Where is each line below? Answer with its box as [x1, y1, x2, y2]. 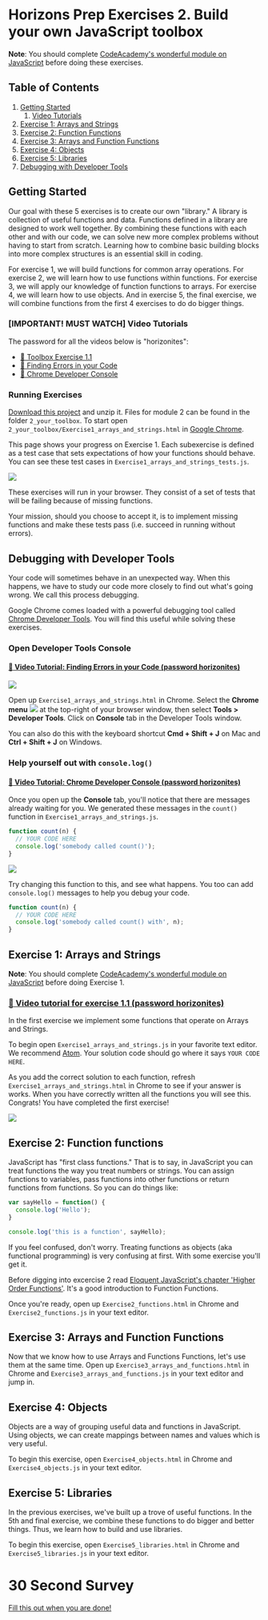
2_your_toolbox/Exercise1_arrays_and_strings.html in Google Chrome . [8, 425, 244, 434]
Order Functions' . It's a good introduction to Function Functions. [8, 1284, 219, 1293]
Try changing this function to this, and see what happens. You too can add [8, 879, 254, 889]
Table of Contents [8, 81, 100, 95]
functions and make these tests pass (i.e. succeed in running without [8, 520, 236, 530]
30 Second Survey [8, 1577, 134, 1595]
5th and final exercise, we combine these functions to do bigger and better [8, 1516, 254, 1525]
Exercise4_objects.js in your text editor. [8, 1463, 142, 1473]
